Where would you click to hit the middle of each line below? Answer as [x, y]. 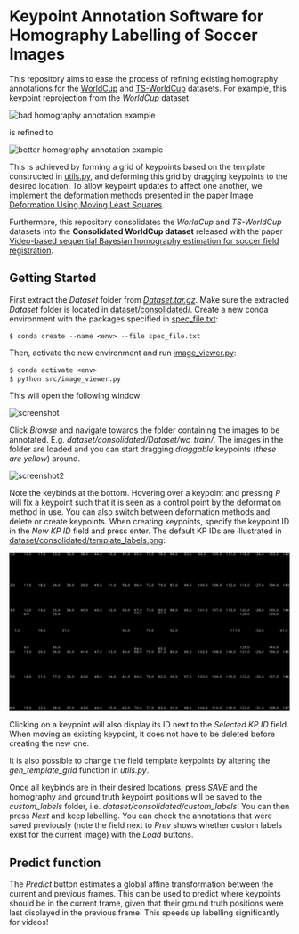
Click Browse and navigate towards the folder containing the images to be [145, 430]
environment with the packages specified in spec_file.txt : [114, 319]
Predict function [55, 862]
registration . [31, 250]
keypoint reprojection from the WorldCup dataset [99, 97]
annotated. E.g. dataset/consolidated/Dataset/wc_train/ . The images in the [146, 439]
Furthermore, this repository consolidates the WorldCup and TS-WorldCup [145, 222]
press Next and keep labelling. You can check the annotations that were [141, 816]
